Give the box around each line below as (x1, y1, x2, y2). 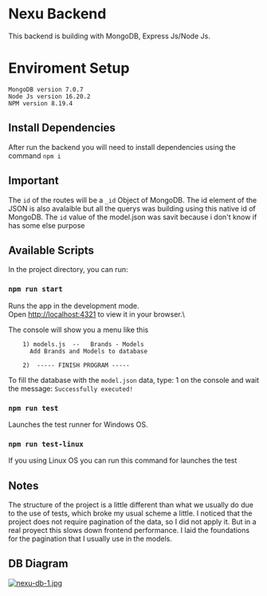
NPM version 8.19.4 (8, 99, 73, 108)
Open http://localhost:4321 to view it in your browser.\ (8, 309, 186, 319)
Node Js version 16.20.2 (8, 93, 91, 101)
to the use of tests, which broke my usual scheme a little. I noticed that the (8, 508, 253, 519)
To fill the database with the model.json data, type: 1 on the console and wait (8, 375, 260, 385)
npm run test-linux (8, 440, 84, 448)
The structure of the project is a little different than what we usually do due (8, 500, 253, 510)
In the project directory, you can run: (8, 265, 128, 274)
